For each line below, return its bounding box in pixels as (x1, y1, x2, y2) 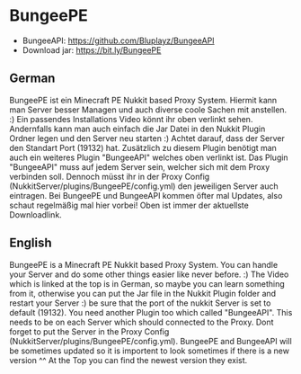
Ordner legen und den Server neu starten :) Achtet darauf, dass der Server (9, 132, 286, 144)
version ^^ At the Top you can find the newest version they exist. (9, 354, 248, 365)
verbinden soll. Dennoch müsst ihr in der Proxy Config (9, 171, 210, 182)
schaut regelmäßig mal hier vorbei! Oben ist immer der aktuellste (9, 200, 249, 210)
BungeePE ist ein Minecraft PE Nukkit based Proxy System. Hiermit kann (9, 94, 278, 105)
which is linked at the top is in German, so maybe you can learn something (9, 278, 285, 289)
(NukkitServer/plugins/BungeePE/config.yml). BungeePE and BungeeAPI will (9, 335, 292, 346)
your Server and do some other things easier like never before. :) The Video (9, 269, 289, 280)
